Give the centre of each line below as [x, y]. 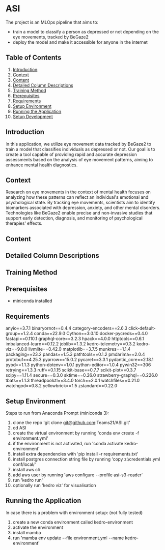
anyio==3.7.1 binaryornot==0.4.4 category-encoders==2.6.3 [67, 328]
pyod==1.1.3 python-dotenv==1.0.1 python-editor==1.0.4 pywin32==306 [78, 365]
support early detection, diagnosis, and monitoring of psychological [74, 218]
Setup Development [33, 117]
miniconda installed [32, 301]
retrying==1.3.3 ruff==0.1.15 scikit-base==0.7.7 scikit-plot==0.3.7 [71, 370]
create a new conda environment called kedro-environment [73, 522]
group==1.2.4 [19, 334]
